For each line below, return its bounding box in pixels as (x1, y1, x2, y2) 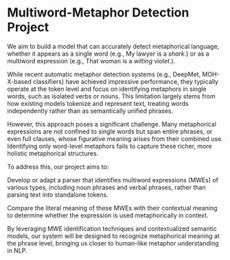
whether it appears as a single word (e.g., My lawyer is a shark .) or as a (7, 50, 209, 58)
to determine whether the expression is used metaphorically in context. (7, 211, 209, 219)
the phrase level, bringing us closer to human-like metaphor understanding (7, 239, 219, 247)
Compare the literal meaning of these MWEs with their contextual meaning (7, 204, 218, 212)
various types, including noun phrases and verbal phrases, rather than (7, 183, 206, 191)
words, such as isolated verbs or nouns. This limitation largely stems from (7, 91, 216, 100)
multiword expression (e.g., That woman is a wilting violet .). (7, 56, 176, 65)
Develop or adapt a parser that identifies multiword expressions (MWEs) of (7, 175, 218, 184)
